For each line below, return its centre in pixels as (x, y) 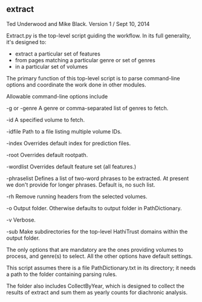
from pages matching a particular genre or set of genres (85, 60)
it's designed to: (26, 42)
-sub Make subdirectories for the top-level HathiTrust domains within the (97, 231)
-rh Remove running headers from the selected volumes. (77, 196)
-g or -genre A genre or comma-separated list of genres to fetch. (87, 108)
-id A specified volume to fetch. (46, 120)
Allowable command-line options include (57, 96)
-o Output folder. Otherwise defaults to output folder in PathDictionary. (94, 208)
